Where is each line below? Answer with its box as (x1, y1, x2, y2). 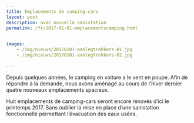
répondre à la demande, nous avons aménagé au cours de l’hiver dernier (6, 80, 182, 87)
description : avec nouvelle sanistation (6, 19, 107, 25)
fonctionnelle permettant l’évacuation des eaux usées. (6, 110, 137, 117)
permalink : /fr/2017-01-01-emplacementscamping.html (6, 25, 138, 31)
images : (6, 41, 25, 47)
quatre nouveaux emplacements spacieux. (6, 86, 109, 93)
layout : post (6, 14, 38, 20)
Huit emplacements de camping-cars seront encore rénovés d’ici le (6, 98, 169, 105)
